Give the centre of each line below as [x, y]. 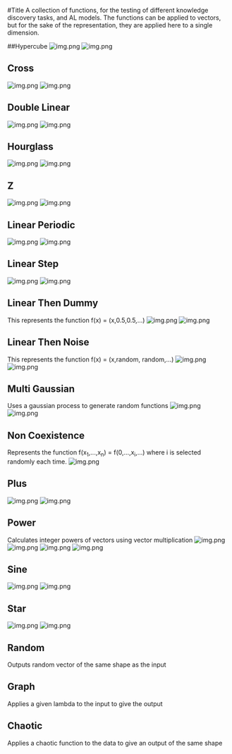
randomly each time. [37, 462]
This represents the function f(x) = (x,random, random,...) [91, 359]
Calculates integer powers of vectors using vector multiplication [100, 540]
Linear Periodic [41, 225]
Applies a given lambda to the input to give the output [85, 703]
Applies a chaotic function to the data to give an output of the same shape [115, 743]
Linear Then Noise [48, 342]
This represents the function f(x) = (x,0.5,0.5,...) [76, 320]
